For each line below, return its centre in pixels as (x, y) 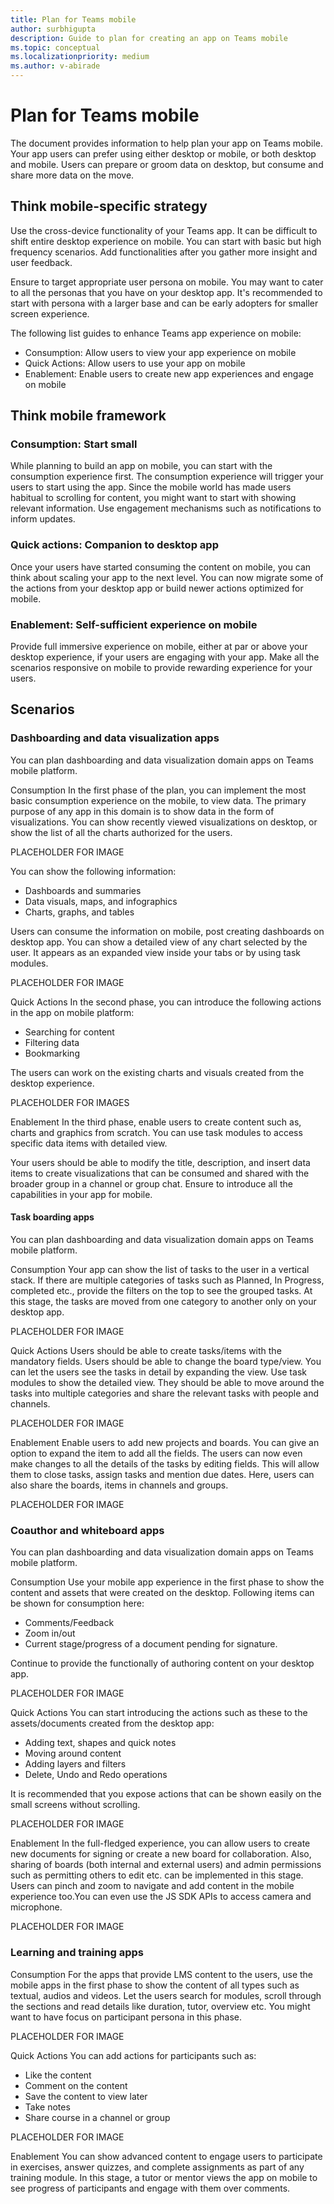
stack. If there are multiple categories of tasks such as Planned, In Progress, (167, 1280)
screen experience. (50, 313)
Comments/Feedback (69, 1623)
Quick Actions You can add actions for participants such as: (133, 2055)
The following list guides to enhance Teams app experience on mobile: (156, 333)
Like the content (58, 2075)
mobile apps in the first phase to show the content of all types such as (155, 1985)
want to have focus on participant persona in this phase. (126, 2017)
